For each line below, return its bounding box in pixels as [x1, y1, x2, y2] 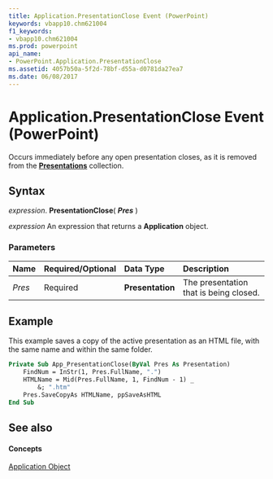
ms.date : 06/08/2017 [8, 73, 79, 81]
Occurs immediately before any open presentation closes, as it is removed [8, 152, 258, 161]
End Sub [8, 398, 35, 406]
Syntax [8, 184, 45, 198]
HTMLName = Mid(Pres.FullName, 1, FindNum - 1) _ [23, 376, 195, 384]
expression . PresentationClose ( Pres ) [8, 205, 138, 216]
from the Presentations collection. [8, 160, 124, 170]
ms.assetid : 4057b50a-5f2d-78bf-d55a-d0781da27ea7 [8, 65, 184, 73]
